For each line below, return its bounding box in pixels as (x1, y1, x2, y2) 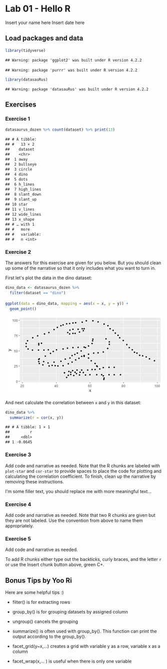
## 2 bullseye (5, 162, 37, 167)
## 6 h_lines (5, 182, 35, 187)
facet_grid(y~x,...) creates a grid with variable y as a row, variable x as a (12, 643, 161, 649)
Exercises (5, 100, 36, 109)
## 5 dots (5, 177, 28, 182)
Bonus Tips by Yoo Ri (5, 576, 72, 584)
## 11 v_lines (5, 207, 35, 212)
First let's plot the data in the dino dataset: (5, 275, 92, 281)
